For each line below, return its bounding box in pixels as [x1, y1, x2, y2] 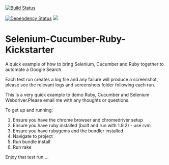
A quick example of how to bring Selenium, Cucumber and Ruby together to [5, 61, 164, 67]
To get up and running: [5, 107, 53, 113]
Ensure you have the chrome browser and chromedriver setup [12, 116, 144, 123]
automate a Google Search [5, 66, 62, 73]
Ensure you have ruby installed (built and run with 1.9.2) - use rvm [12, 122, 151, 128]
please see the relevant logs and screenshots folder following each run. [5, 82, 155, 88]
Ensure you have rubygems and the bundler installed [12, 128, 124, 134]
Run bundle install [12, 138, 50, 145]
